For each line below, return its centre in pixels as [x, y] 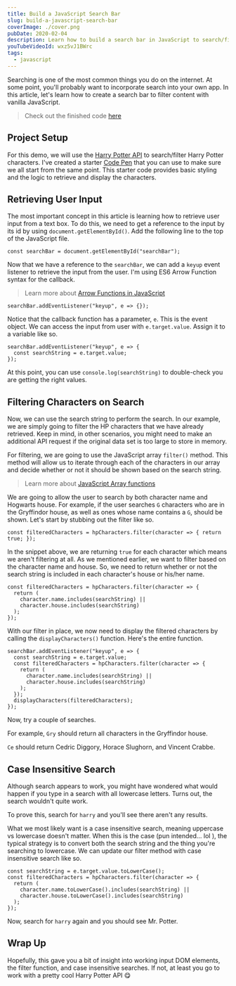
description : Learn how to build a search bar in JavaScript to [103, 40]
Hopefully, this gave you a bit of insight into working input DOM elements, [114, 960]
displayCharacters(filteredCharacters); [73, 701]
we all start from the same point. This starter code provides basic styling [112, 170]
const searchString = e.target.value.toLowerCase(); [86, 871]
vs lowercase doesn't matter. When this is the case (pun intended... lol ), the [117, 836]
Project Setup [38, 138]
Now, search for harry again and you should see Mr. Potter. [93, 921]
